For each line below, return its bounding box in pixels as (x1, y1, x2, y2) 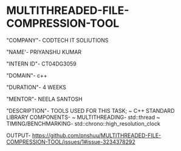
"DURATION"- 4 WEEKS (6, 83, 67, 91)
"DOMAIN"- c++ (6, 72, 47, 79)
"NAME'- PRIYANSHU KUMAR (6, 48, 82, 55)
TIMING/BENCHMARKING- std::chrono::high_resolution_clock (6, 119, 161, 127)
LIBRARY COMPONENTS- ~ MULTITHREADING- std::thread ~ (6, 113, 160, 121)
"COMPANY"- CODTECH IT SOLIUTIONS (6, 36, 109, 44)
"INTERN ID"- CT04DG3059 (6, 60, 77, 67)
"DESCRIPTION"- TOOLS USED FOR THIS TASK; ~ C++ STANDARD (6, 107, 175, 114)
